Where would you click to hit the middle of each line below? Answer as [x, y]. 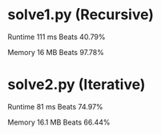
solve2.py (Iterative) [76, 85]
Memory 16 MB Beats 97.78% [56, 52]
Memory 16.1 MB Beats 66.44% [59, 122]
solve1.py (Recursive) [80, 15]
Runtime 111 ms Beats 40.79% [56, 37]
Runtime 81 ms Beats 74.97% [55, 106]
